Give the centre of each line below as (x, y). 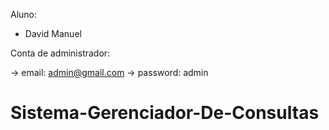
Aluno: (24, 14)
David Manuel (53, 33)
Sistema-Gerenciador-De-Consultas (165, 113)
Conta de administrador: (60, 53)
